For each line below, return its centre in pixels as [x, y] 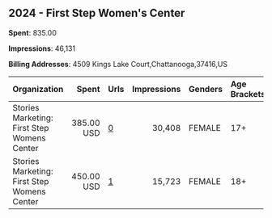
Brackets [248, 94]
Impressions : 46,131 [42, 48]
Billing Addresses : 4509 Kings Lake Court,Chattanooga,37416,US [118, 64]
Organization [38, 89]
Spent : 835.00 [32, 32]
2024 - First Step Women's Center [97, 13]
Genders [206, 89]
